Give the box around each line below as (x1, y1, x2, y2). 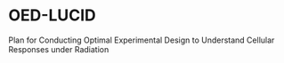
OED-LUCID (8, 5, 97, 26)
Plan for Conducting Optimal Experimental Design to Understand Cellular (8, 35, 275, 45)
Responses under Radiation (8, 43, 110, 54)
